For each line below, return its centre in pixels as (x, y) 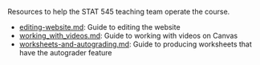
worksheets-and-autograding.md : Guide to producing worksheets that (135, 44)
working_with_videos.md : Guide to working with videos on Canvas (128, 36)
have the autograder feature (66, 53)
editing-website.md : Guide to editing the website (100, 27)
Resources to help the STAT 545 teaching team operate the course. (119, 12)
